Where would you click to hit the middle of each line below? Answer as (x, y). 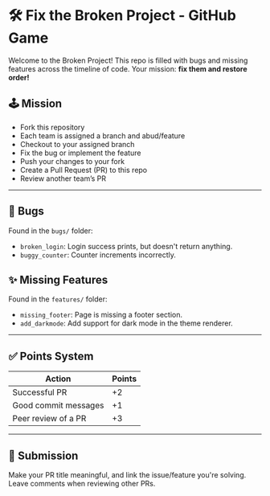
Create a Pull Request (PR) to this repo (84, 170)
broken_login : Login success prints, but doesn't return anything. (126, 246)
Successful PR (40, 392)
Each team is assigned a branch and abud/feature (102, 135)
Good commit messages (58, 405)
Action (58, 379)
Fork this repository (52, 127)
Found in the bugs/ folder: (51, 231)
